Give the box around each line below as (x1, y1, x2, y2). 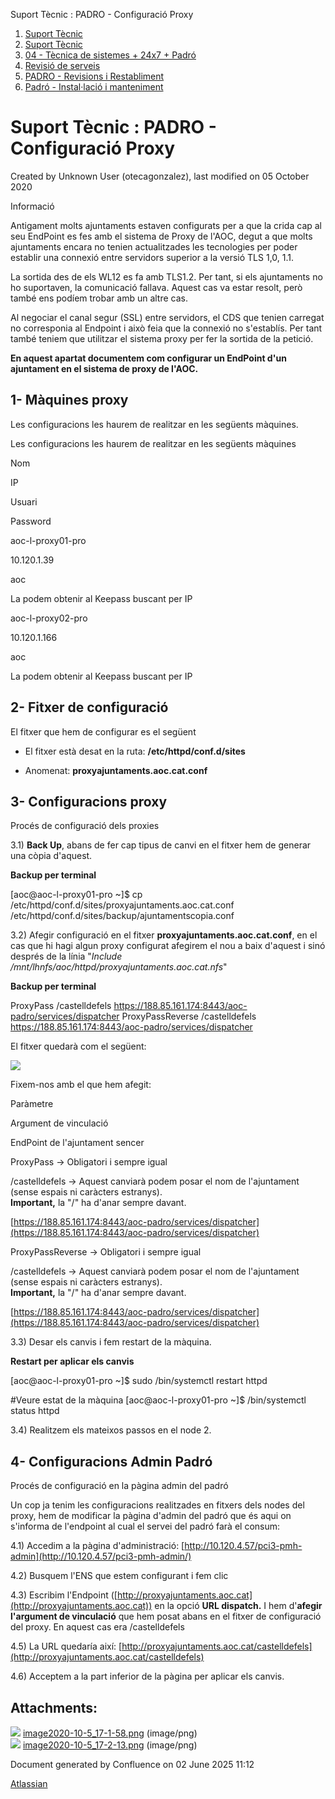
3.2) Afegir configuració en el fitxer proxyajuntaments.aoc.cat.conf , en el (10, 929, 318, 941)
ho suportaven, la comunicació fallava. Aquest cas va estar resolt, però (10, 281, 303, 293)
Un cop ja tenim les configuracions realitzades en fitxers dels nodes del (10, 1499, 305, 1511)
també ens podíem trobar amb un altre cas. (10, 292, 189, 304)
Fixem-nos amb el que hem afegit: (10, 1079, 152, 1091)
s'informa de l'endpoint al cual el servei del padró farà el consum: (10, 1520, 281, 1533)
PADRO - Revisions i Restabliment (24, 70, 165, 82)
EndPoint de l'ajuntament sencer (10, 1137, 145, 1149)
